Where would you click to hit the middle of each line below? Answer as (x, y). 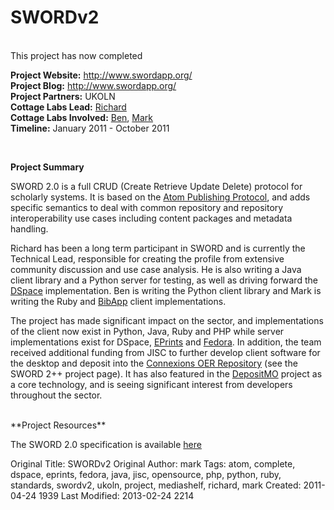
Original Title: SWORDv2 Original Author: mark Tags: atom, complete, (153, 463)
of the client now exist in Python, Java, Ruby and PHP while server (147, 331)
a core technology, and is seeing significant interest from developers (151, 384)
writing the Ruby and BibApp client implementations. (118, 301)
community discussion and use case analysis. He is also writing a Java (156, 269)
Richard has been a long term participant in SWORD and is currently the (158, 248)
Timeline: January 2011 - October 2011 (90, 128)
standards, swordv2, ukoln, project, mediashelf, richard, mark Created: (156, 485)
